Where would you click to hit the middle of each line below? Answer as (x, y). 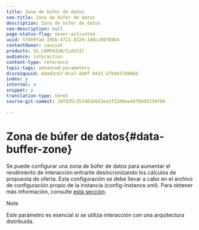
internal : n (21, 85)
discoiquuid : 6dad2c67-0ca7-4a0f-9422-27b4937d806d (72, 73)
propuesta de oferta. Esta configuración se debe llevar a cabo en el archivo (99, 179)
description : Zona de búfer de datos (54, 23)
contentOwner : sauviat (35, 46)
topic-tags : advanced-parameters (48, 68)
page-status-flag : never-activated (51, 34)
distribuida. (20, 221)
